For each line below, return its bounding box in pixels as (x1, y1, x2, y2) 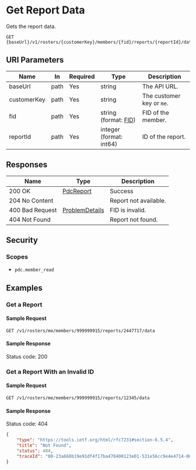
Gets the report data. (6, 23, 57, 30)
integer (100, 125, 120, 133)
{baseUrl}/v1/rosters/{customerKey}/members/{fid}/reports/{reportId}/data (6, 39, 194, 45)
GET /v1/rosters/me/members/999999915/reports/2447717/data (6, 328, 156, 333)
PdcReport (62, 187, 92, 195)
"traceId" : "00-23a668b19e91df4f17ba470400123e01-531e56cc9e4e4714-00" (16, 453, 194, 459)
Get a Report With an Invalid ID (6, 367, 94, 375)
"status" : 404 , (16, 448, 54, 454)
